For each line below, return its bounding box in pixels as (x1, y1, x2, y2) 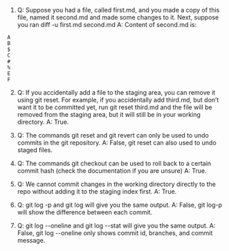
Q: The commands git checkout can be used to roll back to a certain (17, 159, 212, 167)
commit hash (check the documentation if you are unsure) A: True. (17, 167, 207, 175)
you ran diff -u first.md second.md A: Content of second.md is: (17, 21, 197, 28)
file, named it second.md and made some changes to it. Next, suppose (17, 13, 219, 21)
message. (17, 236, 46, 244)
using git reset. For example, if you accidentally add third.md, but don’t (17, 96, 219, 104)
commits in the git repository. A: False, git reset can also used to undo (17, 138, 217, 147)
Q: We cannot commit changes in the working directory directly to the (17, 180, 217, 188)
